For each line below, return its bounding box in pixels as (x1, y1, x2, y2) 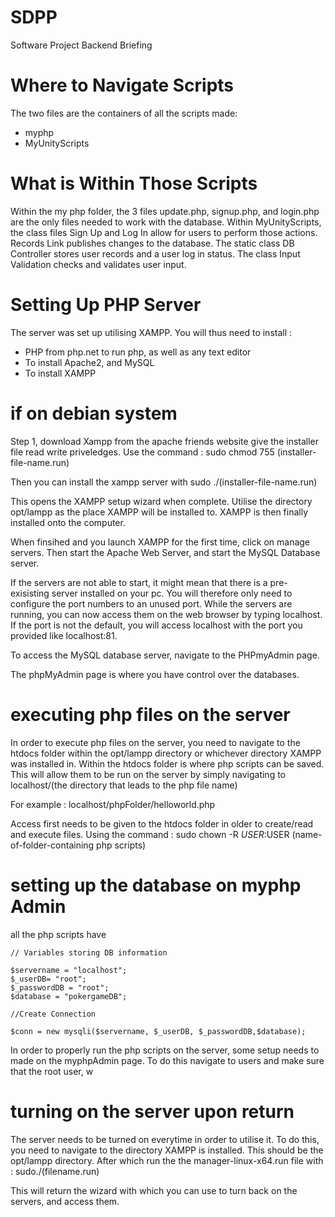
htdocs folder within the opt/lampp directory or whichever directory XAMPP (10, 747, 322, 759)
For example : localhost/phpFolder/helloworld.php (10, 798, 216, 810)
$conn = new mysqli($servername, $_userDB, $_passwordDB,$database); (10, 1026, 307, 1036)
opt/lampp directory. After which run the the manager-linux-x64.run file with (10, 1154, 324, 1166)
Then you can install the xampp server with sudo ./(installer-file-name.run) (10, 476, 318, 488)
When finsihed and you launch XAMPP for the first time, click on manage (10, 536, 311, 548)
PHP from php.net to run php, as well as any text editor (24, 346, 252, 358)
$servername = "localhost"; (10, 965, 128, 975)
